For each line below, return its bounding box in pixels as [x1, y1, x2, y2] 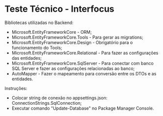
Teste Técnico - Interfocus [4, 3, 115, 15]
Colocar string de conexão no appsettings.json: [11, 94, 108, 101]
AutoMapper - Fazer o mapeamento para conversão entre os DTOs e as [11, 70, 157, 76]
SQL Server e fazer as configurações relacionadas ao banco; [11, 65, 135, 71]
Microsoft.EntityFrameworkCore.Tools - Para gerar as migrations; [11, 34, 143, 40]
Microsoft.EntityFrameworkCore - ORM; [11, 29, 92, 35]
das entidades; [11, 55, 42, 61]
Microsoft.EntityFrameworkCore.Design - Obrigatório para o [11, 39, 133, 45]
